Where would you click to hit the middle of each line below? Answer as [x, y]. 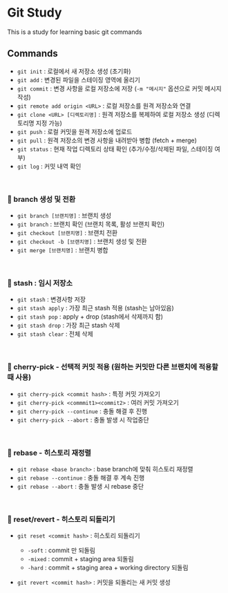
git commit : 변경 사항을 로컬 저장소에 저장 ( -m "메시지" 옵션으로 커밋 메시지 [119, 88]
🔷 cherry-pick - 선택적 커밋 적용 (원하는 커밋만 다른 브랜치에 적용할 [113, 367]
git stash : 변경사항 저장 [51, 299]
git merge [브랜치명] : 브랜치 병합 [63, 250]
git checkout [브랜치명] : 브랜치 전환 [67, 233]
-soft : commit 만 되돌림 [61, 550]
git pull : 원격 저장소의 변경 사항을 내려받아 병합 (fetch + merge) [107, 140]
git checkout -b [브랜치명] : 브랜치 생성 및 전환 [82, 242]
